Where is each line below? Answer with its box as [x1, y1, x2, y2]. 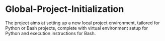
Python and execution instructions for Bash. [5, 30, 96, 36]
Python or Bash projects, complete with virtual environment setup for [5, 25, 148, 31]
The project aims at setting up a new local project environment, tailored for [5, 20, 160, 26]
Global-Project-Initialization [5, 3, 124, 15]
